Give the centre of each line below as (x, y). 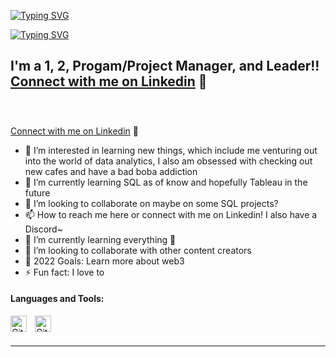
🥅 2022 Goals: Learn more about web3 (104, 261)
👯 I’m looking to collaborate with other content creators (138, 250)
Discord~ (43, 229)
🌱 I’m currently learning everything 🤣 (100, 239)
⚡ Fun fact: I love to (64, 272)
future (37, 192)
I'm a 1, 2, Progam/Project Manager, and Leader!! (165, 66)
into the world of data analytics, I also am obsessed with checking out (168, 161)
